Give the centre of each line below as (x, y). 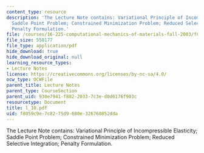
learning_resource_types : (39, 63)
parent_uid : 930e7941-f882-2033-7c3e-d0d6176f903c (72, 97)
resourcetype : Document (36, 102)
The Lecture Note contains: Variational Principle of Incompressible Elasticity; (102, 131)
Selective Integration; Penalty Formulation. (59, 144)
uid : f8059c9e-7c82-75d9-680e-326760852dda (62, 114)
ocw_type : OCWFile (29, 80)
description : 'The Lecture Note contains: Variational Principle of (95, 18)
